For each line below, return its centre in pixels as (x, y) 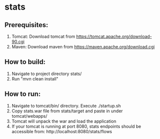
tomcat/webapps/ (29, 116)
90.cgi (18, 42)
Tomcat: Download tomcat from (43, 36)
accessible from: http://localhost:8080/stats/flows (62, 131)
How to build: (25, 62)
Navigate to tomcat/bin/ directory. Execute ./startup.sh (66, 106)
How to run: (23, 94)
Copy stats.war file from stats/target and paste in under (67, 111)
